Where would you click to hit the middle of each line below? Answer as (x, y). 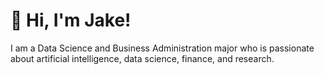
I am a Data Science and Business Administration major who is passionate (162, 48)
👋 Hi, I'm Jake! (71, 20)
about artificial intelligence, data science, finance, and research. (142, 58)
